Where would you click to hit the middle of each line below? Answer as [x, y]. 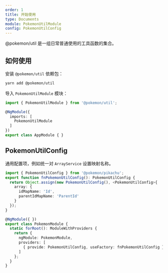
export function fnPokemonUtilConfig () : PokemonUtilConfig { [70, 178]
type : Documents [22, 19]
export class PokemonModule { [37, 224]
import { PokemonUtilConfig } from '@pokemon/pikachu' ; [64, 173]
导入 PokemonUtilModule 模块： [36, 93]
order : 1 [14, 10]
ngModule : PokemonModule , [45, 238]
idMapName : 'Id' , [36, 192]
